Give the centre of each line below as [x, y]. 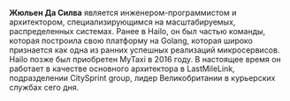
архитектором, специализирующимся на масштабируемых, [122, 22]
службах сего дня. [44, 87]
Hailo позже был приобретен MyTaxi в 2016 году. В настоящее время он [145, 59]
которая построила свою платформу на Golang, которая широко [131, 40]
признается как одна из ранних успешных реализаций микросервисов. [145, 50]
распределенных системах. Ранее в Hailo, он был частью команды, [137, 31]
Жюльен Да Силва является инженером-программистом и [123, 13]
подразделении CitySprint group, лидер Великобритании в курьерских [142, 78]
